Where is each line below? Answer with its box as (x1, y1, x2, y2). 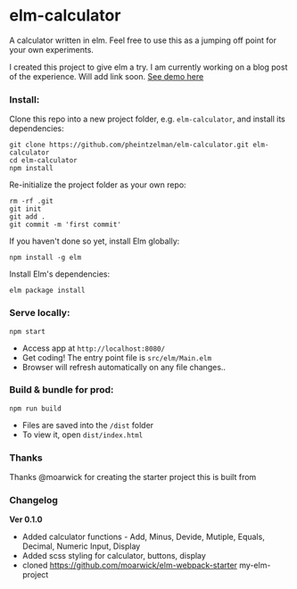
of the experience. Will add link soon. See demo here (9, 71, 204, 81)
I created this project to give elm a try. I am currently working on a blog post (9, 62, 288, 72)
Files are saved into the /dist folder (21, 419, 154, 430)
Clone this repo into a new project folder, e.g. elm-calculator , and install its (9, 113, 285, 125)
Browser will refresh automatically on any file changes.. (21, 361, 226, 372)
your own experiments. (9, 44, 94, 54)
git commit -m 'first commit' (9, 220, 122, 229)
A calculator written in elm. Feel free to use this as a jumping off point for (9, 35, 276, 46)
